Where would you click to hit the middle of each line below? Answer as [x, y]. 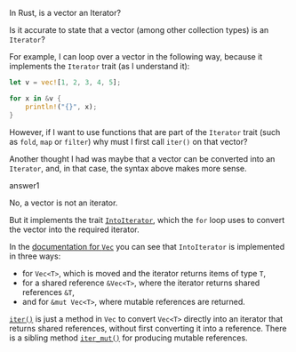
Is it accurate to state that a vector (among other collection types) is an [139, 30]
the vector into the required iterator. [74, 229]
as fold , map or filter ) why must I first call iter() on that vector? [128, 141]
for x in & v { [36, 98]
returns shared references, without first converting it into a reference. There [148, 328]
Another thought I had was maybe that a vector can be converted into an [142, 158]
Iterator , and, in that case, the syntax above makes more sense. [128, 168]
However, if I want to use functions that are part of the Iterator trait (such [145, 132]
